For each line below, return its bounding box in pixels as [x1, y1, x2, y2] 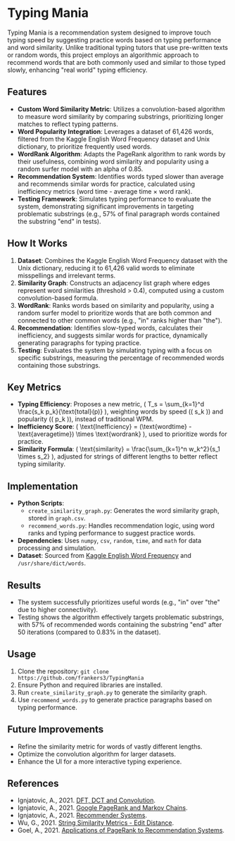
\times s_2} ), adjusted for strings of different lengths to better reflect [17, 452, 218, 461]
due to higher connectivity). [17, 606, 99, 613]
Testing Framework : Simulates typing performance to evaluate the [17, 194, 212, 203]
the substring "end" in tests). [17, 217, 101, 225]
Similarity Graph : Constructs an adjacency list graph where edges [17, 278, 210, 287]
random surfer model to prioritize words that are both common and [17, 309, 212, 317]
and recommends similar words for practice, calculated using [17, 180, 196, 188]
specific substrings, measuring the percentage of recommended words [17, 354, 224, 362]
